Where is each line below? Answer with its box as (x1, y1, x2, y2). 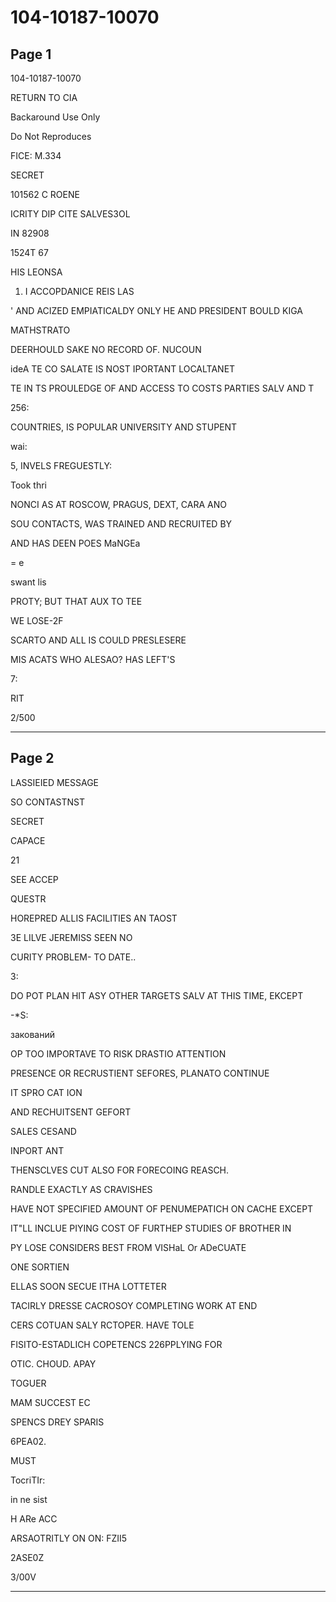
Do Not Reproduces (10, 131, 92, 142)
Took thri (10, 479, 48, 491)
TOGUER (10, 1377, 47, 1389)
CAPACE (10, 834, 46, 846)
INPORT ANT (10, 1144, 65, 1156)
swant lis (10, 576, 47, 588)
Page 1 (10, 46, 52, 63)
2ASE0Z (10, 1551, 45, 1563)
